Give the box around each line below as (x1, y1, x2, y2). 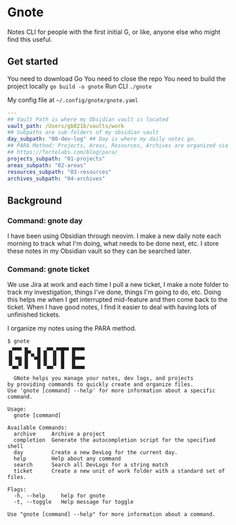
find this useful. (7, 35, 53, 43)
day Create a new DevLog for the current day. (13, 449, 178, 456)
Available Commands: (7, 425, 68, 432)
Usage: (7, 406, 27, 413)
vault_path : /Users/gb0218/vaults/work (7, 122, 125, 129)
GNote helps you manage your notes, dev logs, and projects (13, 375, 194, 382)
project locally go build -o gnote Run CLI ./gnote (7, 82, 152, 90)
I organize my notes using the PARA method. (7, 324, 137, 333)
